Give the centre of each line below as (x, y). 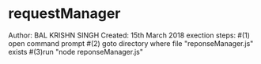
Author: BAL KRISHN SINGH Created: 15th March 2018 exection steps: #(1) (129, 35)
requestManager (64, 14)
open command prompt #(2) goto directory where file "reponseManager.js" (131, 43)
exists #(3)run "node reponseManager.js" (76, 52)
